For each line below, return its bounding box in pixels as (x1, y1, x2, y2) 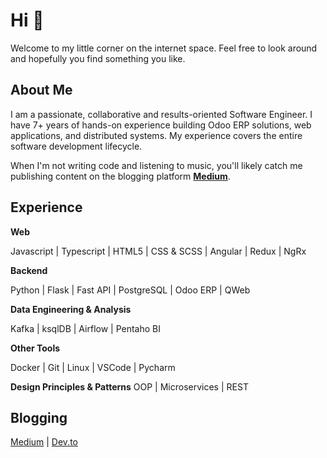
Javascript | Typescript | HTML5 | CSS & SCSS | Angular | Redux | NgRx (10, 245, 307, 257)
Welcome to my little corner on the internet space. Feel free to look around (10, 42, 318, 54)
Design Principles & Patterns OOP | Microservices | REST (10, 380, 249, 393)
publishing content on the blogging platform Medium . (10, 170, 231, 182)
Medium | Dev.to (10, 436, 78, 448)
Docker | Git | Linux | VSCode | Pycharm (10, 361, 176, 373)
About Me (10, 82, 73, 99)
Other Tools (10, 342, 61, 354)
